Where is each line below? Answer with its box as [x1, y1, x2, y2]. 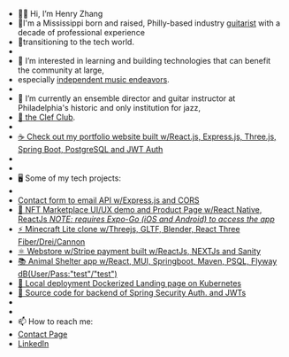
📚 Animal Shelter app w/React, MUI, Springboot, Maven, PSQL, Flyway [17, 256, 278, 266]
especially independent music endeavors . [17, 74, 170, 84]
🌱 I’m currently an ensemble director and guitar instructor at [17, 93, 236, 104]
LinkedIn [17, 338, 49, 349]
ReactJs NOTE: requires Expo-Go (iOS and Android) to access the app [17, 213, 276, 224]
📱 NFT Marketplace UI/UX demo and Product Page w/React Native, [17, 205, 262, 214]
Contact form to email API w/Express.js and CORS [17, 195, 201, 206]
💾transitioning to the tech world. [17, 36, 135, 47]
